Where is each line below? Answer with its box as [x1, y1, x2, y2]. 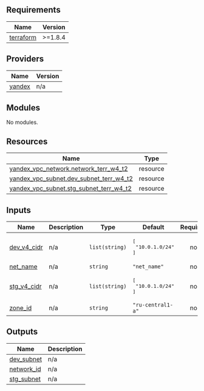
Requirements [6, 5, 61, 15]
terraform [9, 33, 37, 41]
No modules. [6, 118, 38, 126]
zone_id [9, 304, 32, 312]
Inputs [6, 205, 32, 215]
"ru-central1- [132, 302, 174, 308]
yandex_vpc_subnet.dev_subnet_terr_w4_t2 [9, 174, 134, 183]
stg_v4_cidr [9, 282, 42, 290]
